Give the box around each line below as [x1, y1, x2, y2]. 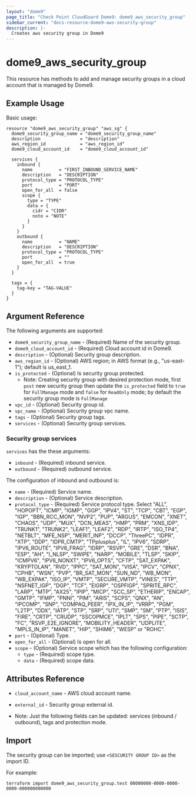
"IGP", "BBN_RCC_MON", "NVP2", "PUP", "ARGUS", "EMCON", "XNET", [14, 513, 187, 520]
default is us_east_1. [24, 363, 72, 371]
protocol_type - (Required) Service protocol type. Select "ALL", [14, 501, 168, 508]
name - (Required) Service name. [14, 488, 93, 495]
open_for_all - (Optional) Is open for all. [14, 638, 112, 645]
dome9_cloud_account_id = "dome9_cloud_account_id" [11, 146, 149, 152]
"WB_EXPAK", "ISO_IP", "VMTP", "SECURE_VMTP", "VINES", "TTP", [14, 575, 178, 582]
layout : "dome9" [6, 8, 46, 15]
